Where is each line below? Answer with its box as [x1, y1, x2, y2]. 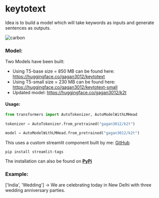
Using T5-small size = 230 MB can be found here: [12, 79, 115, 85]
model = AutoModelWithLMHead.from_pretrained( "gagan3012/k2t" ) [5, 131, 140, 136]
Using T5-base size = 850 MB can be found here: [12, 68, 115, 74]
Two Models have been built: [5, 59, 65, 65]
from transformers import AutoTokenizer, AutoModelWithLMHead [5, 112, 137, 117]
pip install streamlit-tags [5, 149, 64, 154]
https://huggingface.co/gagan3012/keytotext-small [12, 84, 118, 90]
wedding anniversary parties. [5, 187, 65, 193]
